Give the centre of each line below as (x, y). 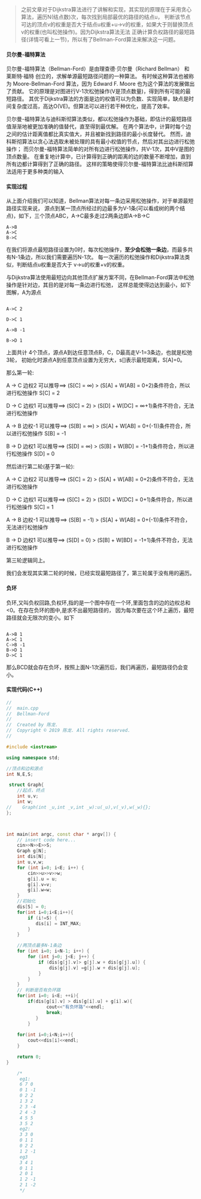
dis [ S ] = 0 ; (32, 907)
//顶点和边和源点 (25, 769)
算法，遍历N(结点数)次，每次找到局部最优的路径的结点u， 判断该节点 (106, 17)
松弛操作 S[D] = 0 (33, 454)
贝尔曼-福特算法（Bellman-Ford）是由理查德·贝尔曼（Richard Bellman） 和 (98, 69)
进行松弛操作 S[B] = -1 (39, 433)
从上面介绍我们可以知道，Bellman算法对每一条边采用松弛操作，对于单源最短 (100, 201)
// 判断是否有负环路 (39, 990)
